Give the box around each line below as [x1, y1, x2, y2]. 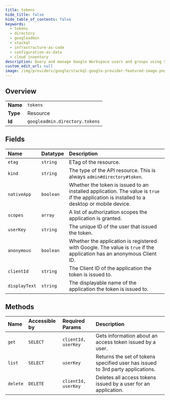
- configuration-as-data [10, 49, 62, 55]
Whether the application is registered [69, 237, 157, 244]
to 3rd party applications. [96, 366, 156, 373]
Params [62, 324, 81, 331]
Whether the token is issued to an [69, 181, 149, 188]
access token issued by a [96, 339, 156, 346]
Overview [5, 87, 37, 96]
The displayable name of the [69, 279, 137, 286]
